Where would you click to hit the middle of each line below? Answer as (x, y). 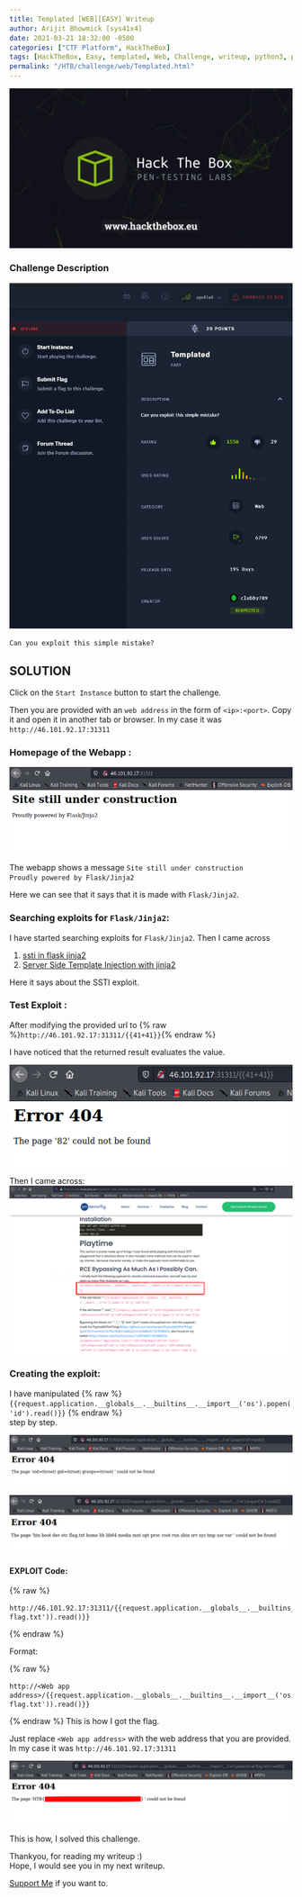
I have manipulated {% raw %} (66, 1393)
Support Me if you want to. (59, 1883)
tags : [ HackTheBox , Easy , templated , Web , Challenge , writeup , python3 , (148, 57)
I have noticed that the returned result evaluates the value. (117, 1052)
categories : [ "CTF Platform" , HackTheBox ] (90, 48)
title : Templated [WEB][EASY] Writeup (82, 19)
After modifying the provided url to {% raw (88, 1025)
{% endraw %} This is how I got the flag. (84, 1721)
